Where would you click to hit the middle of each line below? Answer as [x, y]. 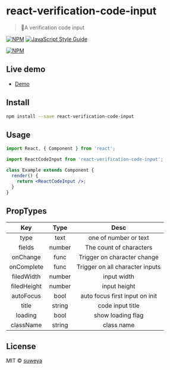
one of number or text [119, 238]
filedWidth [26, 277]
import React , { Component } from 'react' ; [61, 149]
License [21, 346]
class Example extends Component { [50, 170]
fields [26, 248]
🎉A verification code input [53, 27]
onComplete [26, 267]
